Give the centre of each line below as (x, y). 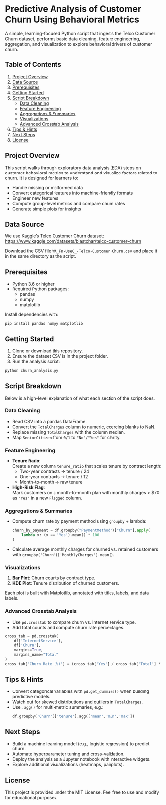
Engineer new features (35, 198)
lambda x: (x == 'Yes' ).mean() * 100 (60, 535)
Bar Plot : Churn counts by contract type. (54, 578)
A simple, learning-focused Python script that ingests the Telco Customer (80, 33)
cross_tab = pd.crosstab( (32, 636)
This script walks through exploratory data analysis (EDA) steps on (73, 168)
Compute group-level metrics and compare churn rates (69, 203)
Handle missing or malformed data (48, 187)
